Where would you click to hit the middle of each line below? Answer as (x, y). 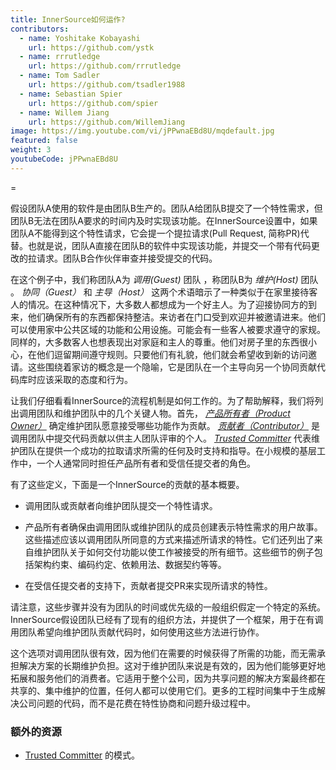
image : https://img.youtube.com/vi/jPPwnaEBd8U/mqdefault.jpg (142, 131)
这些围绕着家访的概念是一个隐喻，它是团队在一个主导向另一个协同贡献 (172, 367)
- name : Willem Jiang (64, 112)
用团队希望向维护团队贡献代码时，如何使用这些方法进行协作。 (137, 632)
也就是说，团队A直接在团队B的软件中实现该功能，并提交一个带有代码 (169, 245)
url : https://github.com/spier (93, 103)
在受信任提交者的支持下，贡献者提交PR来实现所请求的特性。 (148, 585)
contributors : (40, 29)
